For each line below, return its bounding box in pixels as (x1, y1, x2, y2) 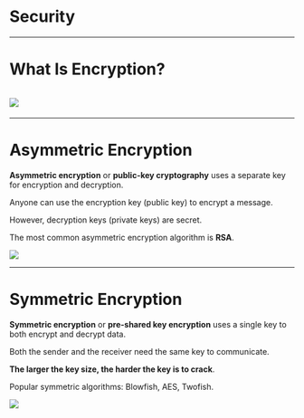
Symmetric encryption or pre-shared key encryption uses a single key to (9, 318, 287, 329)
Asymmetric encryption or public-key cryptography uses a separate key (9, 169, 287, 180)
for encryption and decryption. (9, 179, 124, 190)
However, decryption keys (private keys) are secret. (9, 214, 203, 225)
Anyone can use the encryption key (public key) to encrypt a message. (9, 196, 273, 207)
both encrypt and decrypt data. (9, 328, 127, 339)
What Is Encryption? (9, 59, 166, 80)
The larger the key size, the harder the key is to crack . (9, 364, 215, 375)
